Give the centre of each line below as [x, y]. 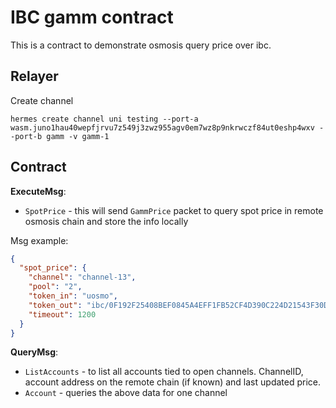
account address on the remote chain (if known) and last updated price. [172, 382]
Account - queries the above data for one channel [126, 393]
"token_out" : [55, 305]
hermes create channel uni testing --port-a [104, 119]
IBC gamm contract [92, 17]
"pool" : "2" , [55, 287]
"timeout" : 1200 [62, 314]
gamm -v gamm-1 [78, 136]
